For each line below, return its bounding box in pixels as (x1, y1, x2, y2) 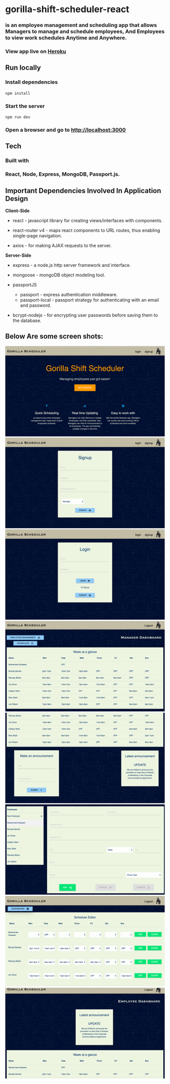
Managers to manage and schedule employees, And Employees (5, 28, 165, 35)
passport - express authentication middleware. (20, 291, 118, 297)
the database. (12, 317, 41, 324)
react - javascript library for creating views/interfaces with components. (12, 217, 163, 223)
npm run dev (5, 115, 30, 120)
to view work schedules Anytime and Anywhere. (5, 34, 127, 42)
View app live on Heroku (5, 48, 66, 55)
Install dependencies (5, 78, 58, 86)
